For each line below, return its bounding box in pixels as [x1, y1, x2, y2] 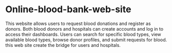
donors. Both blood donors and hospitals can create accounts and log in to [5, 25, 163, 32]
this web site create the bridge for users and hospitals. [5, 42, 121, 48]
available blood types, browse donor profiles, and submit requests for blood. [5, 37, 167, 43]
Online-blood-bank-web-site [5, 4, 131, 15]
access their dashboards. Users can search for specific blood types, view [5, 31, 162, 37]
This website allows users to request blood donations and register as [5, 20, 151, 26]
